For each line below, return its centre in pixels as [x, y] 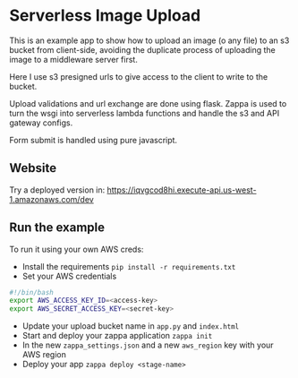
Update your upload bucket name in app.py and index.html [131, 326]
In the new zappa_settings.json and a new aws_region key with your [148, 345]
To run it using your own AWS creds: [77, 249]
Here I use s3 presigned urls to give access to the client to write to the [139, 76]
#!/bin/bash [31, 292]
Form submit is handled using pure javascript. [93, 140]
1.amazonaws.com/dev [51, 199]
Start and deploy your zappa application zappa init [117, 336]
